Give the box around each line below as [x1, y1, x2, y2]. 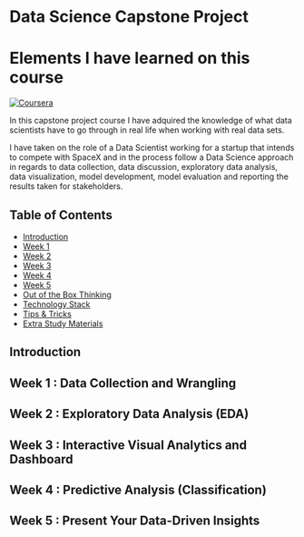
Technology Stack [22, 298, 91, 310]
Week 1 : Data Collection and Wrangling [9, 375, 237, 391]
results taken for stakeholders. [9, 181, 123, 192]
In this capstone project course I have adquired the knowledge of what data [9, 115, 292, 126]
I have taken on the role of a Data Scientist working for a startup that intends [9, 143, 295, 154]
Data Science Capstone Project [9, 6, 250, 27]
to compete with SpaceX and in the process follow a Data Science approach [9, 152, 294, 163]
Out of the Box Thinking [22, 289, 112, 300]
